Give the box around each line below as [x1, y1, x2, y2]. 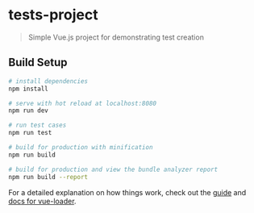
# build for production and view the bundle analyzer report [8, 165, 219, 173]
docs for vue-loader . [8, 196, 77, 206]
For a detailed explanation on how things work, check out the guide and [8, 187, 247, 197]
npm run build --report [8, 173, 89, 181]
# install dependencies [8, 77, 89, 86]
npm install [8, 85, 48, 93]
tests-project [8, 6, 98, 24]
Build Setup [8, 56, 68, 69]
